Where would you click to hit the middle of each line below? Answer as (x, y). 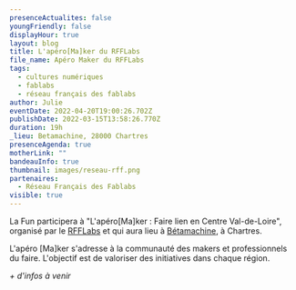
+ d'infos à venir (40, 275)
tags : (20, 69)
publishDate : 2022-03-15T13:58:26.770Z (85, 119)
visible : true (36, 195)
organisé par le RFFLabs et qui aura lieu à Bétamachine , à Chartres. (136, 231)
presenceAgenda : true (51, 145)
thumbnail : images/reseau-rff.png (75, 170)
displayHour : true (44, 35)
